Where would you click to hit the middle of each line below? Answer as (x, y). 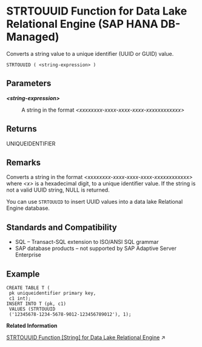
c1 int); (20, 298)
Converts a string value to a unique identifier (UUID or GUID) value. (90, 53)
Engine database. (28, 208)
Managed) (33, 37)
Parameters (29, 83)
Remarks (24, 162)
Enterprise (28, 255)
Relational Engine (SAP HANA (82, 24)
